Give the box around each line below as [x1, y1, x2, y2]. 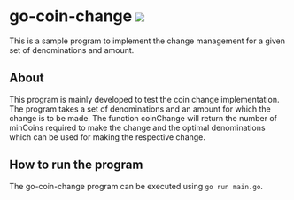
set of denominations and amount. [9, 44, 135, 55]
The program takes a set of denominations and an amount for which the [9, 104, 272, 114]
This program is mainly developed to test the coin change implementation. [9, 94, 280, 104]
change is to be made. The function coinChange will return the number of [9, 112, 277, 123]
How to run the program [9, 158, 143, 173]
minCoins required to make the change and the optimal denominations [9, 122, 266, 133]
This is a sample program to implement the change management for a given [9, 35, 286, 46]
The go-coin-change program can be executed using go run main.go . [9, 181, 264, 191]
